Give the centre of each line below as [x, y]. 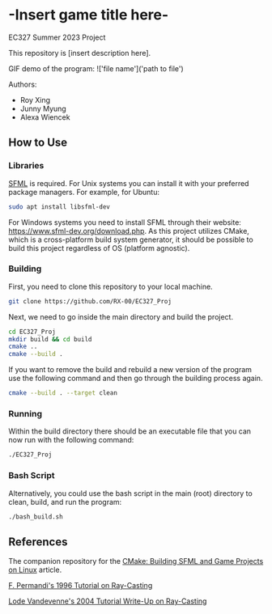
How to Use [38, 143]
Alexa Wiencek [45, 117]
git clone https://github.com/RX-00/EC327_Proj [90, 301]
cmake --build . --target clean [63, 393]
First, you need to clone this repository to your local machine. [110, 286]
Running [25, 413]
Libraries [26, 166]
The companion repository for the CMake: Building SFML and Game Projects [136, 561]
